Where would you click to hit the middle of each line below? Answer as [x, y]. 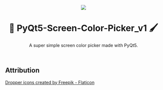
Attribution [22, 70]
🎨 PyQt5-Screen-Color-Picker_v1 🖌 [83, 28]
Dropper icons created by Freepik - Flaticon [50, 82]
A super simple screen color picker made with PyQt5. [83, 45]
